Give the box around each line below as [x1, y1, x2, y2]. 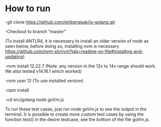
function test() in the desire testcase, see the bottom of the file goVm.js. [5, 116, 150, 122]
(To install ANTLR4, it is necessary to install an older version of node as [5, 38, 149, 44]
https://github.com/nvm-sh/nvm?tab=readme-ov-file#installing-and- [5, 48, 143, 54]
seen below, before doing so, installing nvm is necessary [5, 43, 119, 49]
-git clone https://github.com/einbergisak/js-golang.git [5, 19, 115, 25]
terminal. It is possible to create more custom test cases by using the [5, 111, 144, 117]
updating [5, 53, 23, 59]
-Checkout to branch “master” [5, 28, 66, 34]
